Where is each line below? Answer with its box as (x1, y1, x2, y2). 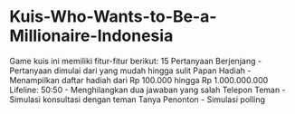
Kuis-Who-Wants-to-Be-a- (9, 6, 217, 27)
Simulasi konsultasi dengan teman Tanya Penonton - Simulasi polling (9, 93, 265, 105)
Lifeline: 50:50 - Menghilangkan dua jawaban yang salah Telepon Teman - (9, 84, 287, 95)
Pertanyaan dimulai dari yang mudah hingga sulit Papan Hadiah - (9, 65, 252, 76)
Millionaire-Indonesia (9, 25, 174, 46)
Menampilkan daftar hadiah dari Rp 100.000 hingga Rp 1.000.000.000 (9, 74, 269, 85)
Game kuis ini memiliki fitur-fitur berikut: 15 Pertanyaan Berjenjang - (9, 55, 262, 66)
